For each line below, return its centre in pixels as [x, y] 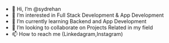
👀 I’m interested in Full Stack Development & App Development [88, 15]
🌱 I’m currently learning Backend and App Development [79, 21]
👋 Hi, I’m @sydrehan [36, 9]
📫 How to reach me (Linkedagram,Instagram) [67, 34]
